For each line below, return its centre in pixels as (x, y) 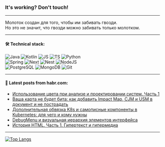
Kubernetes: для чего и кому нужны (50, 115)
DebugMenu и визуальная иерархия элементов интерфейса (75, 120)
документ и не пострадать (40, 104)
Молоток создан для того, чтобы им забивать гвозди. (61, 23)
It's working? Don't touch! (37, 7)
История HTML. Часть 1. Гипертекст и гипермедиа (65, 125)
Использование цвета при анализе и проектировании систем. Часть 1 (86, 94)
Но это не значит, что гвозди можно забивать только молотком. (73, 28)
